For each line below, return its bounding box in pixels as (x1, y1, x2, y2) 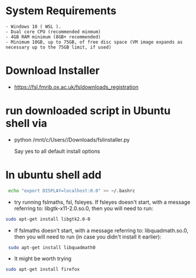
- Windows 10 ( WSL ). (5, 24, 61, 30)
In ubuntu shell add (5, 168, 102, 181)
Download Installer (5, 64, 100, 77)
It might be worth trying (14, 255, 72, 262)
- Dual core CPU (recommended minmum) (5, 28, 101, 35)
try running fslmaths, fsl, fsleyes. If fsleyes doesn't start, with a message (14, 198, 191, 205)
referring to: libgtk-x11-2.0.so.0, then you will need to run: (14, 205, 153, 212)
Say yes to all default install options (14, 148, 100, 155)
